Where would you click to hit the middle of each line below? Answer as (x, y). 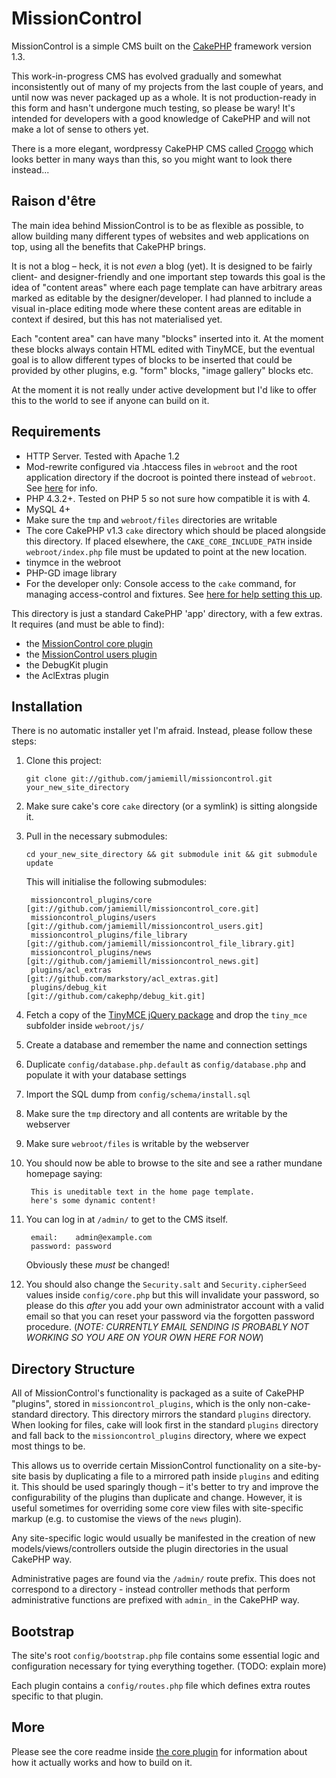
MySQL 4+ (48, 509)
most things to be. (48, 1446)
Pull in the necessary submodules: (96, 836)
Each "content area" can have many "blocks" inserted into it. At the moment (167, 338)
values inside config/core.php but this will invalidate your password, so (172, 1295)
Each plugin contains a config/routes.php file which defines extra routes (161, 1685)
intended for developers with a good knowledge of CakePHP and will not (161, 118)
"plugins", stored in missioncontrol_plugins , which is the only (138, 1404)
